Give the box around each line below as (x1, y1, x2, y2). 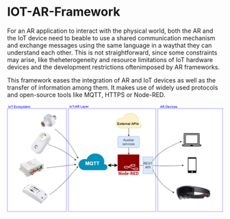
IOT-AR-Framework (7, 4, 121, 20)
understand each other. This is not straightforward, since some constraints (7, 48, 218, 57)
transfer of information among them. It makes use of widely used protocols (7, 83, 218, 91)
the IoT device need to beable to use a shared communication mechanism (7, 33, 216, 42)
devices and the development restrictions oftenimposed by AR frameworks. (7, 63, 220, 71)
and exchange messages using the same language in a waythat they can (7, 41, 212, 49)
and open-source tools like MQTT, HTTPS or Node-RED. (7, 90, 166, 99)
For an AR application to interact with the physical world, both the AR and (7, 27, 214, 35)
